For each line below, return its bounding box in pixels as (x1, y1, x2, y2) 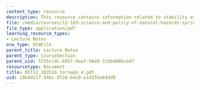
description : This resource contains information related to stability (6, 14, 187, 20)
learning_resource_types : (6, 31, 70, 37)
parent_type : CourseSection (6, 53, 76, 59)
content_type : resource (6, 8, 65, 15)
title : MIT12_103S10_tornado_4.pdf (6, 69, 95, 75)
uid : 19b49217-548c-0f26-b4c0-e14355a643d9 (6, 75, 116, 81)
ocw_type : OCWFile (6, 42, 52, 48)
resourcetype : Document (6, 63, 65, 70)
